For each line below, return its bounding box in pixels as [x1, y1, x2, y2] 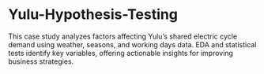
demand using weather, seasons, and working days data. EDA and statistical [8, 39, 257, 49]
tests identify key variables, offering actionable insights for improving [8, 48, 233, 57]
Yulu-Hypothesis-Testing [8, 6, 178, 24]
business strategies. [8, 57, 74, 66]
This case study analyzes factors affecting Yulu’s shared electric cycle [8, 31, 238, 41]
